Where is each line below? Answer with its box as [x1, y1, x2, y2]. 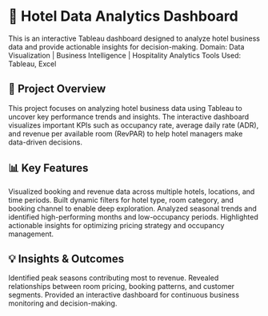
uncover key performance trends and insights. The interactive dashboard [8, 112, 250, 121]
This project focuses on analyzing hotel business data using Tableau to [8, 103, 242, 113]
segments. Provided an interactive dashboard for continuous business [8, 290, 240, 300]
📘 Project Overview [8, 82, 106, 96]
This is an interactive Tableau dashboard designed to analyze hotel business [8, 34, 260, 43]
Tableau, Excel [8, 59, 57, 69]
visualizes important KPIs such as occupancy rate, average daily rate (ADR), [8, 120, 259, 130]
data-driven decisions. [8, 137, 82, 147]
